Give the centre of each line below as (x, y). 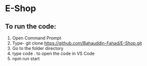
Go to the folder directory (38, 48)
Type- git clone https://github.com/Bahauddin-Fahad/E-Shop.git (77, 43)
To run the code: (31, 26)
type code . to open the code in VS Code (53, 53)
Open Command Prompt (37, 38)
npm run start (26, 58)
